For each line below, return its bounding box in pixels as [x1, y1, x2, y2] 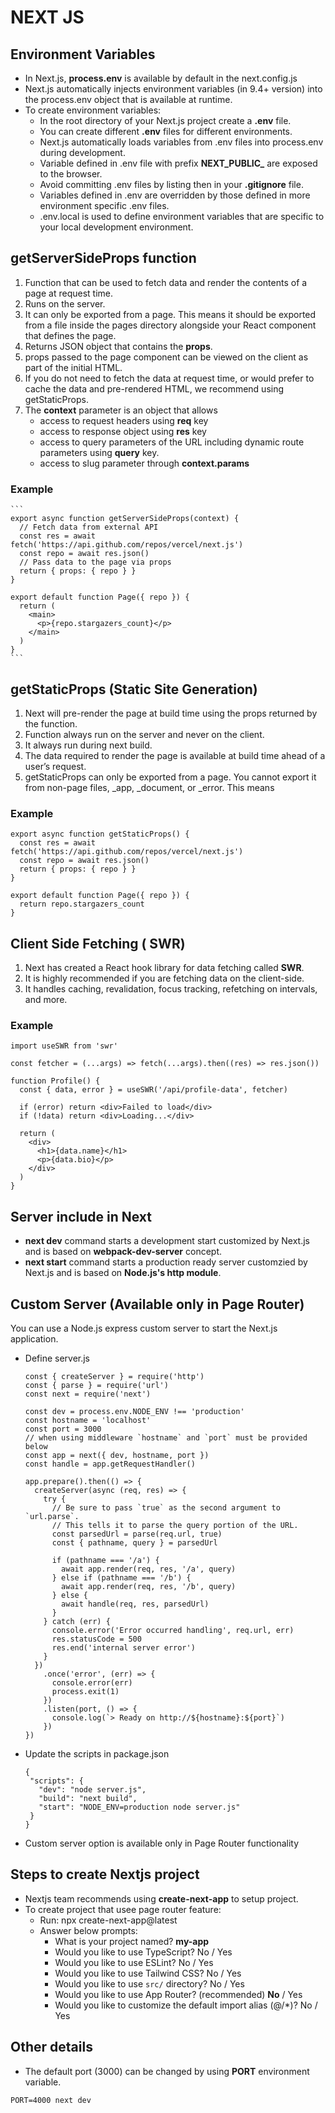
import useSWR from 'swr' [10, 1041, 118, 1051]
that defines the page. [24, 329, 117, 341]
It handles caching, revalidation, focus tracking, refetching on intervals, [24, 983, 318, 995]
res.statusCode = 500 [51, 1634, 142, 1644]
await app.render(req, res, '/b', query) [61, 1581, 237, 1591]
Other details [10, 2039, 93, 2056]
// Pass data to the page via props [19, 557, 172, 568]
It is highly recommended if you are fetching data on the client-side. [24, 972, 305, 985]
